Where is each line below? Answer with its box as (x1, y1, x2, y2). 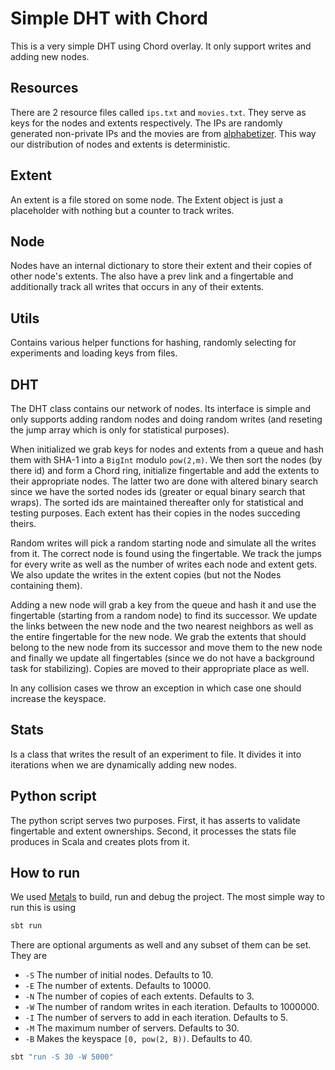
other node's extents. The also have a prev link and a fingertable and (10, 270, 294, 282)
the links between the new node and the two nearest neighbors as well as (10, 620, 314, 632)
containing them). (10, 580, 83, 591)
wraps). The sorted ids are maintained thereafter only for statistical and (10, 497, 304, 508)
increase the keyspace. (10, 693, 107, 704)
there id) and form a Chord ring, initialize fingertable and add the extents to (10, 465, 320, 476)
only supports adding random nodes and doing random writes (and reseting (10, 413, 323, 425)
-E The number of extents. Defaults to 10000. (24, 980, 212, 992)
